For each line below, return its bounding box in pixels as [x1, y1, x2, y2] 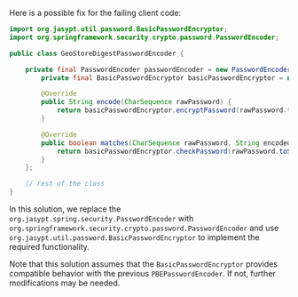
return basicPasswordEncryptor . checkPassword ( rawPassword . [56, 147, 279, 156]
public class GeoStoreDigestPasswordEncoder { [9, 49, 184, 58]
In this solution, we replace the [9, 204, 122, 214]
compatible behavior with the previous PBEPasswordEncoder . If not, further [9, 269, 277, 278]
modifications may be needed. [9, 277, 121, 288]
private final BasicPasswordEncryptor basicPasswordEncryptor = [41, 73, 284, 83]
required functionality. [9, 242, 90, 252]
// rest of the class [25, 180, 105, 189]
